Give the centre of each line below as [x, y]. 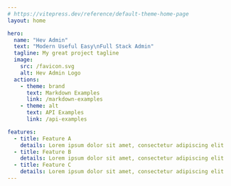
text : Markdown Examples [63, 93]
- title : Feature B [43, 152]
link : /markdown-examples [64, 99]
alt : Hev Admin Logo [50, 73]
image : [23, 60]
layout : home [27, 21]
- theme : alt [39, 106]
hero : [15, 33]
